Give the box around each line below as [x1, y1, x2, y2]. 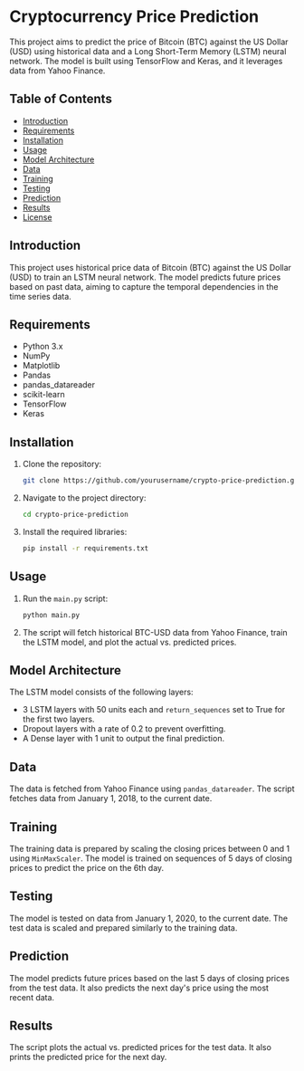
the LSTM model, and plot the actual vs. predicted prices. [22, 636, 237, 647]
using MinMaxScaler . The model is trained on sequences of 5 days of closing [9, 853, 292, 864]
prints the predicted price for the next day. [9, 1052, 167, 1063]
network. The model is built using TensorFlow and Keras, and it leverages [9, 55, 283, 66]
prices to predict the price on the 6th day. [9, 862, 165, 873]
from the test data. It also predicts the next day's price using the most [9, 982, 270, 993]
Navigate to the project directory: [22, 492, 147, 503]
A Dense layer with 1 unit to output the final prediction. [22, 733, 224, 744]
